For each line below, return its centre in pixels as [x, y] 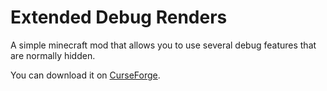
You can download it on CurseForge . [85, 75]
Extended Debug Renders [119, 17]
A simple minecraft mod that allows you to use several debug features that [163, 45]
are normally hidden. [53, 55]
